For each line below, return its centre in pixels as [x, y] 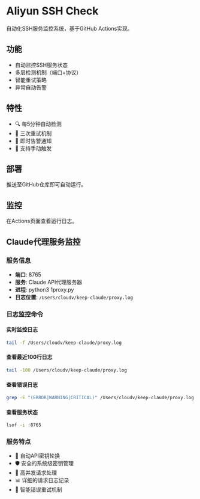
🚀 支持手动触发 [33, 148]
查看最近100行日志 [29, 357]
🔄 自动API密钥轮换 [37, 456]
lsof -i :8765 [24, 425]
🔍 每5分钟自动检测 [38, 124]
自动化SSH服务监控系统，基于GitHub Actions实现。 [69, 28]
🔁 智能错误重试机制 [38, 490]
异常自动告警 [31, 87]
